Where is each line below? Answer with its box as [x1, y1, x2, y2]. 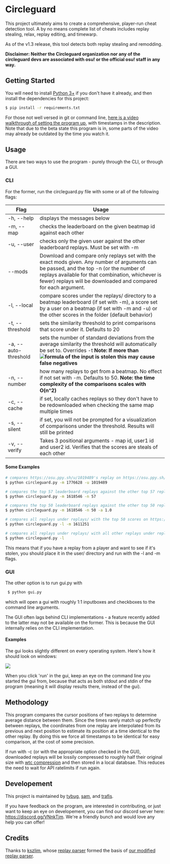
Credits [5, 834, 29, 843]
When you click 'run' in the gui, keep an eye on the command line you [5, 673, 151, 679]
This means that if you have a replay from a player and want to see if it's [5, 545, 156, 551]
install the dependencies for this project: [5, 95, 90, 101]
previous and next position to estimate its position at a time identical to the [5, 728, 160, 734]
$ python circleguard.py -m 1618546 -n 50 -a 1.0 [5, 508, 112, 513]
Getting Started [5, 76, 55, 85]
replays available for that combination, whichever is [39, 271, 162, 278]
